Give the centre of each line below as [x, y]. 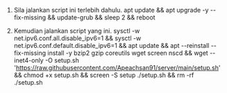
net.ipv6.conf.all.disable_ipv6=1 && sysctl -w [77, 38]
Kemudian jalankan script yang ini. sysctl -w [77, 31]
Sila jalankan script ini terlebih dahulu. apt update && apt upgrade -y [111, 10]
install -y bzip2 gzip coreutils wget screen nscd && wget [128, 53]
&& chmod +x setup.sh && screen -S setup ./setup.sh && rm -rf [104, 75]
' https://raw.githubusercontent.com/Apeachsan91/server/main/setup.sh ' [117, 68]
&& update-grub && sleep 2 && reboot [101, 17]
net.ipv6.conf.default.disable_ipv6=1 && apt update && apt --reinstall [111, 45]
